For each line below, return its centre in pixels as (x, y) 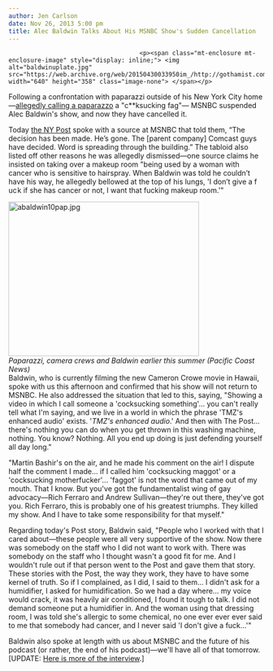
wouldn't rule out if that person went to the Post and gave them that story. (132, 565)
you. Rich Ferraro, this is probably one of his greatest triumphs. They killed (133, 506)
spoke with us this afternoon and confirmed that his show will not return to (133, 386)
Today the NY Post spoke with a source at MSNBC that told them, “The (127, 130)
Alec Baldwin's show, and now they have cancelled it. (98, 114)
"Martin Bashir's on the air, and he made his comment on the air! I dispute (131, 463)
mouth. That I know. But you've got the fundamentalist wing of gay (120, 489)
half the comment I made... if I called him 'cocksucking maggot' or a (122, 472)
